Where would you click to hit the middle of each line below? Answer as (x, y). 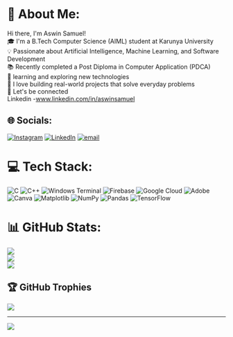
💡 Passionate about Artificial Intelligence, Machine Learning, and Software (113, 51)
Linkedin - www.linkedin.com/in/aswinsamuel (71, 98)
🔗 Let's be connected (38, 91)
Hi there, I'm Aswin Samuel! (47, 33)
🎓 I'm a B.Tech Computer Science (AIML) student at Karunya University (110, 41)
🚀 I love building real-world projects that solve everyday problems (101, 84)
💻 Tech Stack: (50, 166)
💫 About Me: (44, 14)
